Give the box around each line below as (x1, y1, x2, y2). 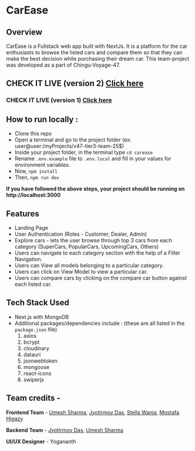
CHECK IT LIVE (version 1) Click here (6, 96, 113, 104)
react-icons (23, 370, 52, 377)
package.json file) (14, 325, 58, 333)
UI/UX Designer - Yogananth (6, 437, 76, 445)
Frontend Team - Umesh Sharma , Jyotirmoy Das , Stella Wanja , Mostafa (6, 409, 180, 416)
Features (6, 209, 39, 219)
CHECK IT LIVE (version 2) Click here (6, 78, 144, 88)
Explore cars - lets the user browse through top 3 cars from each (14, 236, 172, 243)
